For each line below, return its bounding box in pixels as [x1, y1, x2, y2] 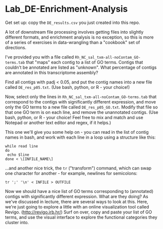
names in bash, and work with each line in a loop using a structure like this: [5, 134, 156, 140]
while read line [5, 144, 38, 148]
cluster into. [5, 219, 29, 225]
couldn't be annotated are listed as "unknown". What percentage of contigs [5, 64, 157, 70]
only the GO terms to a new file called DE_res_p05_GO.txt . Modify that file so [5, 104, 158, 110]
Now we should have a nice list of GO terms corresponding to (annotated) [5, 188, 154, 194]
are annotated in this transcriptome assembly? [5, 69, 99, 75]
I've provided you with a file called [5, 54, 74, 60]
